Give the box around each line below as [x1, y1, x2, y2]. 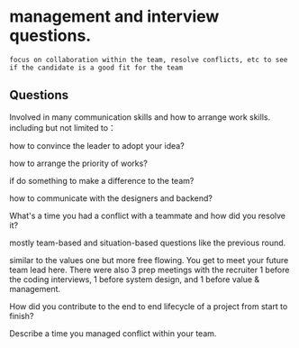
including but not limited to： [9, 122, 117, 133]
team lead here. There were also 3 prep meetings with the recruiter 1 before [9, 264, 290, 275]
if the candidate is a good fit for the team [9, 63, 183, 72]
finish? [9, 310, 34, 321]
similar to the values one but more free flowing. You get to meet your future [9, 254, 289, 265]
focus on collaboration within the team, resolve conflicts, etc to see [9, 55, 288, 64]
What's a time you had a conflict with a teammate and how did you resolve [9, 210, 286, 221]
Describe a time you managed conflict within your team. [9, 327, 217, 339]
